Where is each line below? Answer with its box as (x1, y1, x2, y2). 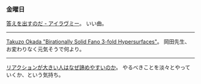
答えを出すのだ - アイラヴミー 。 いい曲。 (6, 20, 108, 27)
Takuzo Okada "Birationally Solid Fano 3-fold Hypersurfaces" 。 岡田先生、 (6, 38, 190, 45)
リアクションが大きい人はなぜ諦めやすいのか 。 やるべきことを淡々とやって (6, 64, 191, 71)
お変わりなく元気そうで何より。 (6, 46, 85, 53)
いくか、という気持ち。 (6, 71, 64, 79)
